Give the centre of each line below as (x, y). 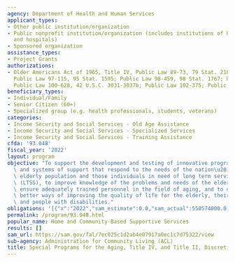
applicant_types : (33, 20)
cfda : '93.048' (29, 144)
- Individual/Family (37, 99)
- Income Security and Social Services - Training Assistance (100, 137)
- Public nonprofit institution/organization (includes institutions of (115, 33)
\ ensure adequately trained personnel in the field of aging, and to (119, 189)
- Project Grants (33, 59)
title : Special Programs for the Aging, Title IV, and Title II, (104, 248)
